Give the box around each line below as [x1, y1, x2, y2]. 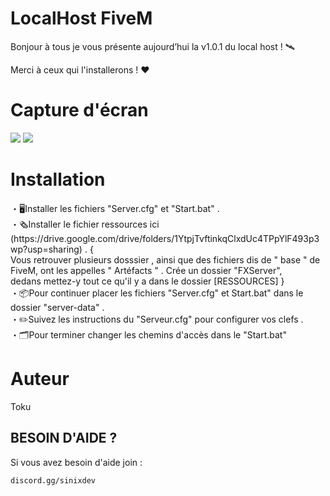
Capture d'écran [10, 99, 149, 122]
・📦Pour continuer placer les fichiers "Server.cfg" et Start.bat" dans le [10, 287, 304, 299]
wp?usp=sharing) [10, 243, 83, 255]
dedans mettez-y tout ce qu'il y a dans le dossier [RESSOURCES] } [10, 275, 285, 287]
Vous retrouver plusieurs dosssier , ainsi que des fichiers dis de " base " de [10, 253, 321, 266]
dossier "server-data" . [10, 301, 105, 313]
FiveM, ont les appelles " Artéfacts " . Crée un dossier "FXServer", [10, 264, 283, 276]
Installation [10, 168, 106, 191]
